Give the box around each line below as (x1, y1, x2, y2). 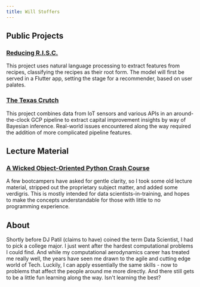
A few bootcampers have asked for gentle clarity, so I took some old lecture (6, 177, 192, 185)
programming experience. (6, 203, 70, 210)
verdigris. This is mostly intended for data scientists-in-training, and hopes (6, 190, 190, 197)
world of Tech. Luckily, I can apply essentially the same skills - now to (6, 261, 178, 269)
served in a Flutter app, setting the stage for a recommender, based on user (6, 75, 193, 82)
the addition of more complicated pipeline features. (6, 129, 133, 136)
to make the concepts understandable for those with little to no (6, 196, 161, 203)
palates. (6, 81, 26, 88)
